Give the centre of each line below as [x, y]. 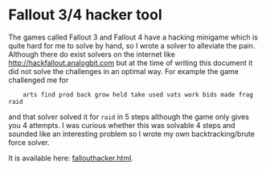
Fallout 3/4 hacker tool [85, 15]
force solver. [29, 142]
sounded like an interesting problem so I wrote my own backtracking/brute [132, 134]
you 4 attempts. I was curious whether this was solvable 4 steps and [122, 125]
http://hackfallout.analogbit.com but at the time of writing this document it [131, 63]
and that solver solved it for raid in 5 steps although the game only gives [129, 116]
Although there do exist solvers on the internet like [92, 54]
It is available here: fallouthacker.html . [71, 158]
